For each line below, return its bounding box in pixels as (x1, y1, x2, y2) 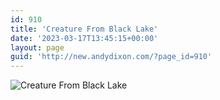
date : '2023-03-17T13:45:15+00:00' (10, 33, 159, 43)
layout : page (10, 42, 65, 53)
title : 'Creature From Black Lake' (10, 24, 159, 34)
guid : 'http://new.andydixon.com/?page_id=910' (10, 52, 213, 62)
